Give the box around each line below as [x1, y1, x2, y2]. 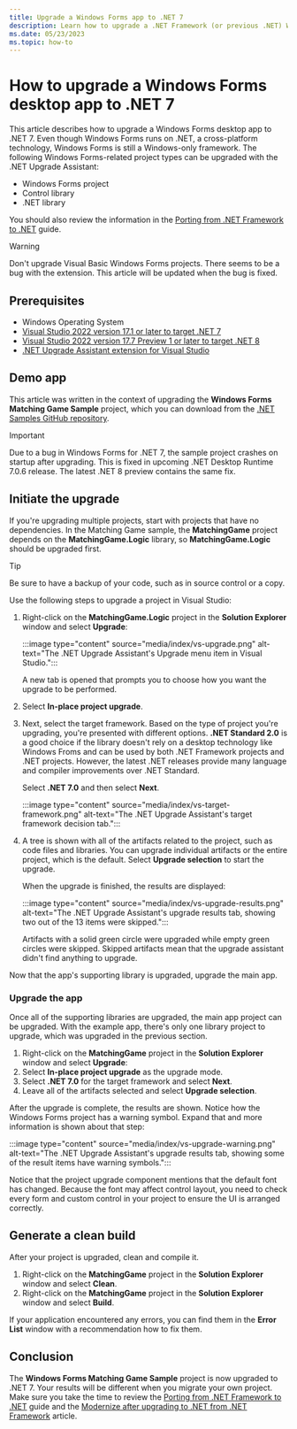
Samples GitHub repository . [9, 412, 110, 423]
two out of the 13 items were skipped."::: [21, 917, 169, 927]
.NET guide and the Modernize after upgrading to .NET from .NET [9, 1401, 247, 1411]
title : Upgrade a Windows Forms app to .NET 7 [9, 12, 184, 22]
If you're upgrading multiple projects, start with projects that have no [9, 515, 259, 526]
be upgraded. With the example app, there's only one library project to [9, 1021, 266, 1032]
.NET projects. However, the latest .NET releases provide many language [21, 756, 287, 766]
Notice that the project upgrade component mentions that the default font [9, 1174, 278, 1185]
